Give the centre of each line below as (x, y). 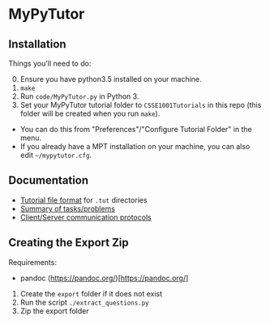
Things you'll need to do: (50, 63)
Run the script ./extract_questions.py (85, 302)
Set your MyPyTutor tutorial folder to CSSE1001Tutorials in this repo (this (141, 105)
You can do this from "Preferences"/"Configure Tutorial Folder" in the (136, 129)
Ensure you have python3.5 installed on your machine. (111, 79)
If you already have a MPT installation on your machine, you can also (135, 146)
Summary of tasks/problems (68, 208)
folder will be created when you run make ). (90, 113)
